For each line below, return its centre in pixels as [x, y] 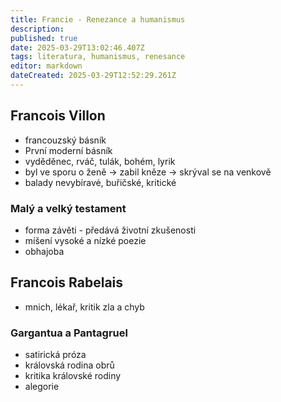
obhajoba [44, 251]
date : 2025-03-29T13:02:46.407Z [77, 47]
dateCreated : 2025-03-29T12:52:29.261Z [93, 76]
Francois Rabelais [67, 282]
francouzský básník [65, 140]
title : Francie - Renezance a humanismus [98, 19]
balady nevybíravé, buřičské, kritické [100, 182]
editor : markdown [46, 66]
